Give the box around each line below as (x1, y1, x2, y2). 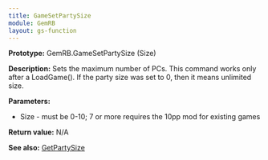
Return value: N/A (8, 127, 69, 137)
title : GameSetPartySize (8, 11, 91, 20)
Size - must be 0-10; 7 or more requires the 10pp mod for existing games (19, 112, 261, 122)
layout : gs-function (8, 26, 78, 34)
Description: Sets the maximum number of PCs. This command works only (8, 64, 257, 74)
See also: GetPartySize (8, 143, 86, 153)
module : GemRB (8, 19, 56, 27)
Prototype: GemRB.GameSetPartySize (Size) (8, 49, 156, 58)
